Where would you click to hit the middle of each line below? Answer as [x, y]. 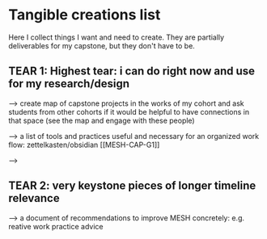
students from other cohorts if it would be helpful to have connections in [129, 111]
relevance [34, 198]
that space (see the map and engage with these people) [102, 120]
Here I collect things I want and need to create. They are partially [117, 37]
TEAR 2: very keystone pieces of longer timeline [132, 186]
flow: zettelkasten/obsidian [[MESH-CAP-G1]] [84, 145]
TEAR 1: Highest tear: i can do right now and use [132, 71]
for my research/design [69, 84]
